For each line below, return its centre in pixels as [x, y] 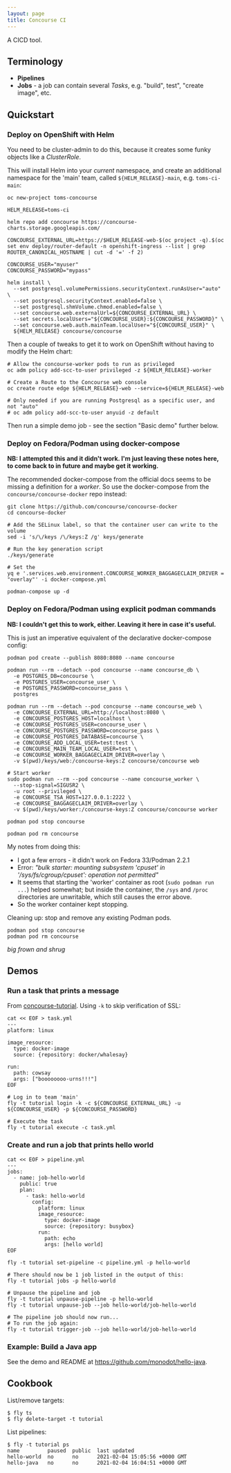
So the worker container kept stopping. [73, 904]
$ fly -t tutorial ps [38, 1445]
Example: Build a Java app [52, 1347]
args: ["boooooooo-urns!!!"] [55, 1079]
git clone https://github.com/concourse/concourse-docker [92, 507]
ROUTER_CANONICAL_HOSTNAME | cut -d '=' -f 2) [75, 252]
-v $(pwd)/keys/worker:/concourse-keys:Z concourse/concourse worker [115, 809]
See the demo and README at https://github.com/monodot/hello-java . [107, 1361]
